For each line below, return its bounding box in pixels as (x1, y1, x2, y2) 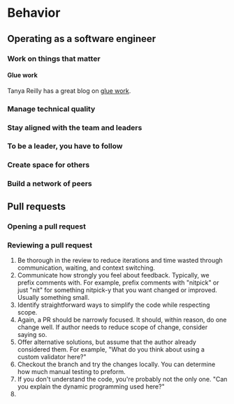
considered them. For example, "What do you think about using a (17, 345, 205, 354)
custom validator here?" (17, 352, 87, 361)
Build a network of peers (7, 179, 92, 189)
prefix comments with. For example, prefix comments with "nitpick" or (17, 278, 219, 287)
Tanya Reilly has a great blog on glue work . (7, 86, 131, 95)
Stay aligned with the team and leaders (7, 122, 142, 132)
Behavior (7, 5, 61, 21)
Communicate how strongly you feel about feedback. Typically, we (17, 270, 210, 279)
